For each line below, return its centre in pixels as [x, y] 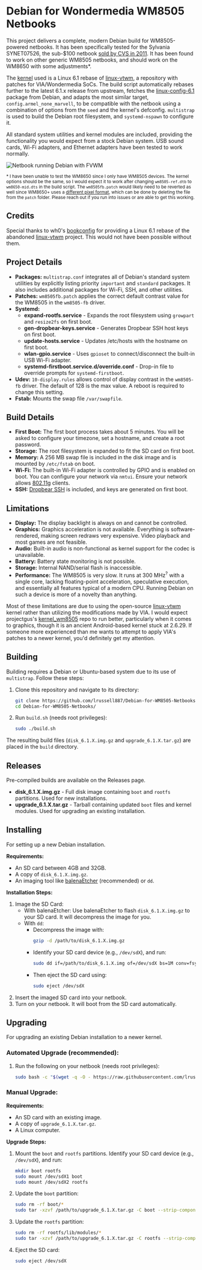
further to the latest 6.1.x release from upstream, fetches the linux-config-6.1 [100, 90]
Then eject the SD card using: [70, 975]
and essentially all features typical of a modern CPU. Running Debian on [104, 588]
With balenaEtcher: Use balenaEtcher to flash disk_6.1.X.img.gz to [107, 910]
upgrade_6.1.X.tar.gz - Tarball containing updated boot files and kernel [103, 805]
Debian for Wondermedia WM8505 [95, 11]
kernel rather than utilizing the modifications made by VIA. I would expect [97, 612]
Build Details [30, 417]
